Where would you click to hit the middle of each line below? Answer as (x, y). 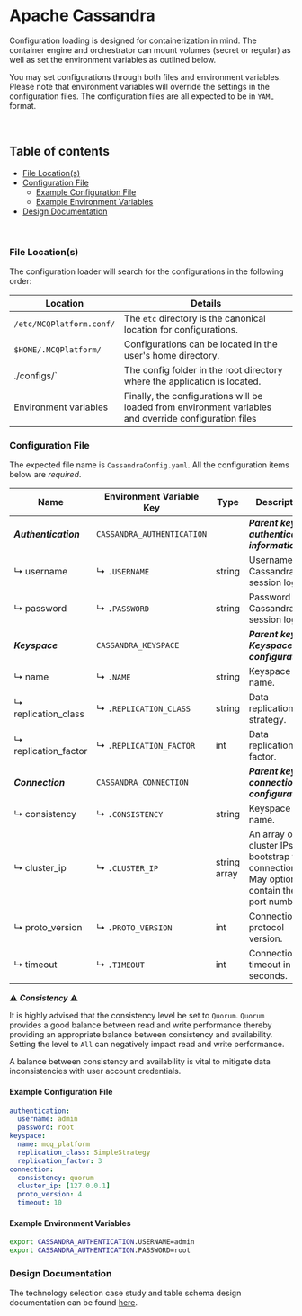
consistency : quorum (56, 1178)
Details (206, 304)
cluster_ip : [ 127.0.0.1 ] (64, 1186)
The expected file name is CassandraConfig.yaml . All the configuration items (149, 465)
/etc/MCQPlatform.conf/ (65, 324)
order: (21, 281)
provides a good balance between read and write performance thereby (141, 1025)
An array (267, 834)
